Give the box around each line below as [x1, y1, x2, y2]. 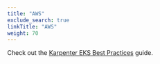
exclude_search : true [7, 17, 70, 24]
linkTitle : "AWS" [7, 23, 57, 30]
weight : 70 [7, 29, 39, 37]
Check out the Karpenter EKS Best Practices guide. [7, 49, 154, 57]
